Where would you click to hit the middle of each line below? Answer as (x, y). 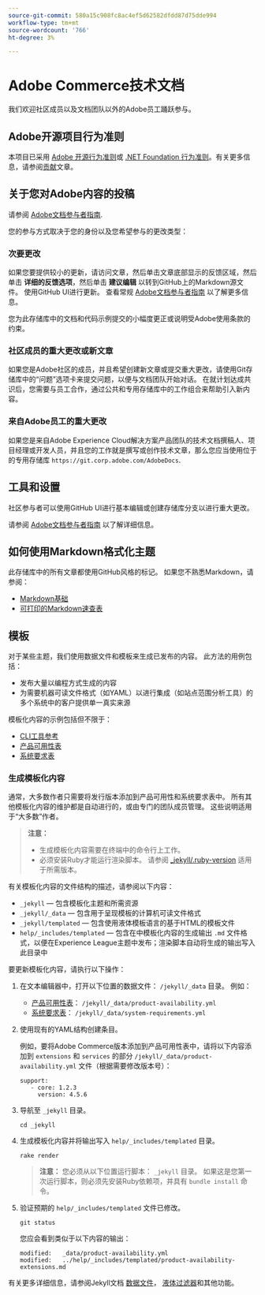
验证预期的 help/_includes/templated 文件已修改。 (102, 1208)
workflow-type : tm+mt (44, 23)
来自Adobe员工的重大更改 (58, 421)
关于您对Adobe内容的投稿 (72, 194)
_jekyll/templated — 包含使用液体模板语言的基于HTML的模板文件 (127, 923)
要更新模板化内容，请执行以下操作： (67, 969)
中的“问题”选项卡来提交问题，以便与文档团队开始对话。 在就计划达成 (133, 379)
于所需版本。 (60, 870)
